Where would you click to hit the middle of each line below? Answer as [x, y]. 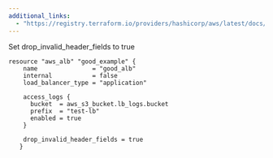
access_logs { [47, 97]
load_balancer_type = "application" [85, 83]
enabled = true [56, 118]
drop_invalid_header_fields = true [83, 139]
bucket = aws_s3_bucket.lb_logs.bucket [99, 104]
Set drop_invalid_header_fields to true [72, 46]
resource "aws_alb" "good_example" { [72, 62]
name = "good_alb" [80, 68]
